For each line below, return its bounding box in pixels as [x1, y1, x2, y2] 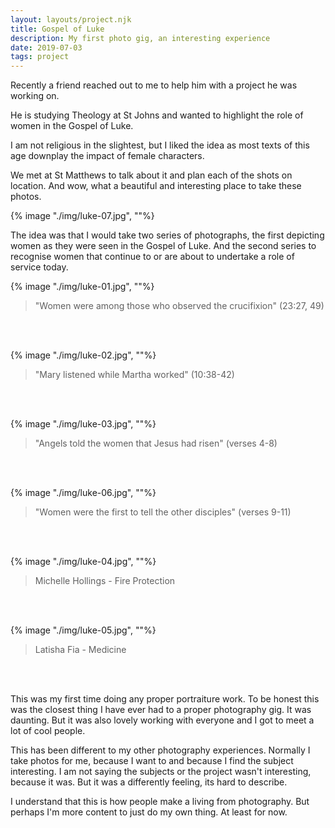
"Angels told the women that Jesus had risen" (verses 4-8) [34, 437, 278, 450]
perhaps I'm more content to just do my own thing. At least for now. [10, 806, 288, 818]
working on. [10, 90, 60, 102]
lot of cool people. [10, 725, 86, 737]
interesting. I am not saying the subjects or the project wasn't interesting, [10, 766, 312, 778]
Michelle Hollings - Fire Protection [34, 575, 176, 587]
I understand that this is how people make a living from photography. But [10, 796, 310, 808]
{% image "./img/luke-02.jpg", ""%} [10, 349, 157, 361]
